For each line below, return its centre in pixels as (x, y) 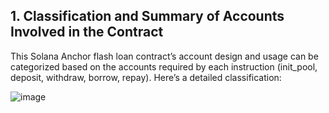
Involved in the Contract (87, 32)
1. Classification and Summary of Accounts (147, 16)
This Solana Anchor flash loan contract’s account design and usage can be (164, 56)
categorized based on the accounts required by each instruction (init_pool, (164, 66)
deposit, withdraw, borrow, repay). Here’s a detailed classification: (146, 77)
